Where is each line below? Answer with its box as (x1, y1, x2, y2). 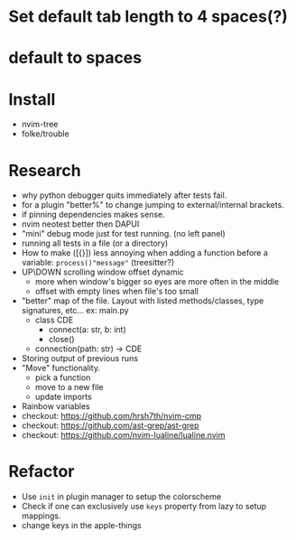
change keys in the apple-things (21, 520, 142, 531)
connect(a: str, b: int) (48, 324, 127, 335)
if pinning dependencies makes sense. (21, 209, 166, 220)
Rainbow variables (21, 401, 91, 412)
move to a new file (34, 382, 104, 393)
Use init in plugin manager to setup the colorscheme (21, 491, 222, 502)
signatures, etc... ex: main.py (21, 305, 129, 316)
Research (8, 160, 82, 181)
